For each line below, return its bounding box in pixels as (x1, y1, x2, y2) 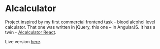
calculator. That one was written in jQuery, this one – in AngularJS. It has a (5, 24, 156, 30)
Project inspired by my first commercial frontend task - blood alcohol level (5, 19, 156, 25)
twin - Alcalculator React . (5, 29, 57, 35)
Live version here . (5, 38, 42, 44)
